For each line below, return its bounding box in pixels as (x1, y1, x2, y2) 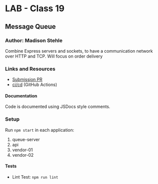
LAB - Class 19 (5, 3, 65, 14)
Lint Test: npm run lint (12, 174, 59, 180)
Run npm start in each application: (5, 127, 75, 133)
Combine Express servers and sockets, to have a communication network (5, 48, 153, 54)
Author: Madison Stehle (5, 37, 63, 44)
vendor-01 (12, 147, 33, 153)
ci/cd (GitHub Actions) (12, 82, 58, 88)
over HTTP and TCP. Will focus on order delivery (5, 53, 103, 59)
